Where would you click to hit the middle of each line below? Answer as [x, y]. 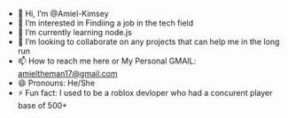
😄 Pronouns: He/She [56, 83]
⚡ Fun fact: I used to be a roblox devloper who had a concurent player [145, 93]
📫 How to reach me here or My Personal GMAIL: [107, 61]
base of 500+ [43, 105]
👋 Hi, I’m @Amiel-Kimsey [63, 14]
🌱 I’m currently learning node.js [75, 32]
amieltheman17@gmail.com [67, 74]
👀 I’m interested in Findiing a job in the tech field [105, 23]
